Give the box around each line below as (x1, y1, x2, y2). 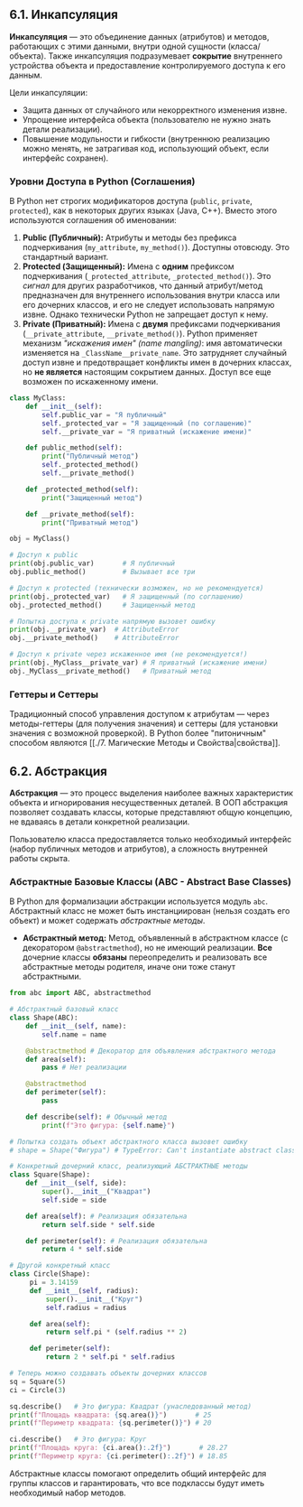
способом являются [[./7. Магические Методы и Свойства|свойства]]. (9, 738, 281, 749)
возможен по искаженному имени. (22, 377, 159, 387)
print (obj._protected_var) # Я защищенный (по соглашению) (9, 591, 244, 601)
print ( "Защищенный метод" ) (41, 493, 143, 502)
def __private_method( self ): (25, 509, 135, 518)
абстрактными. (22, 971, 82, 982)
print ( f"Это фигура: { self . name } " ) (41, 1121, 176, 1130)
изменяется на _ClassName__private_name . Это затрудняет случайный (22, 348, 287, 358)
